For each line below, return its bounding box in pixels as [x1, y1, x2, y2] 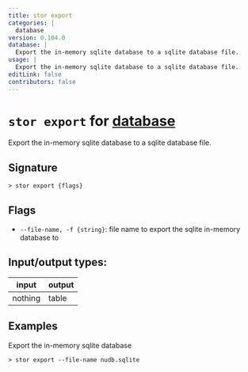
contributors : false [8, 78, 77, 85]
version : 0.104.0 [8, 33, 66, 42]
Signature [8, 161, 58, 174]
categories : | [8, 19, 55, 27]
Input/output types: [8, 256, 108, 269]
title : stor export [8, 11, 73, 20]
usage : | [8, 56, 37, 64]
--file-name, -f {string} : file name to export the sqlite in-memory [19, 225, 241, 234]
